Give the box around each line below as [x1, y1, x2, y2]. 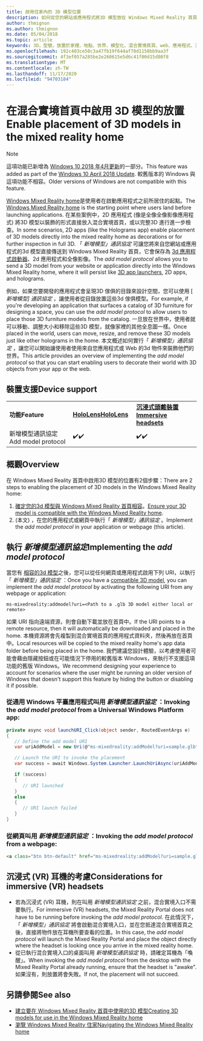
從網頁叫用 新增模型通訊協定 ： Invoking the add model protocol [6, 832, 193, 840]
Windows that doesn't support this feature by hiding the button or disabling [6, 675, 193, 683]
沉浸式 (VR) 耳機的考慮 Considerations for [6, 872, 163, 882]
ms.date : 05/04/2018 [6, 31, 59, 37]
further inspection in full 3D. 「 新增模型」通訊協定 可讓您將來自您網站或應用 [6, 240, 197, 248]
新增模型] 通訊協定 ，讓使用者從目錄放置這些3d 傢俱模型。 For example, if [6, 295, 188, 302]
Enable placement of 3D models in [6, 117, 181, 131]
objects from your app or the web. [6, 365, 92, 372]
